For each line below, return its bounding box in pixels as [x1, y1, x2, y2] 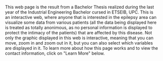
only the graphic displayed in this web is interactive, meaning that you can [5, 35, 154, 41]
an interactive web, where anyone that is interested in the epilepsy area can [5, 15, 157, 20]
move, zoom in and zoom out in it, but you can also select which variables [5, 40, 153, 46]
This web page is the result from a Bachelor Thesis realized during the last [5, 4, 154, 10]
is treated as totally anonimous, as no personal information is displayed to [5, 25, 153, 30]
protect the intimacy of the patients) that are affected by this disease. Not [5, 30, 152, 35]
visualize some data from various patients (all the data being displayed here [5, 19, 157, 25]
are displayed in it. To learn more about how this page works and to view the [5, 46, 158, 51]
